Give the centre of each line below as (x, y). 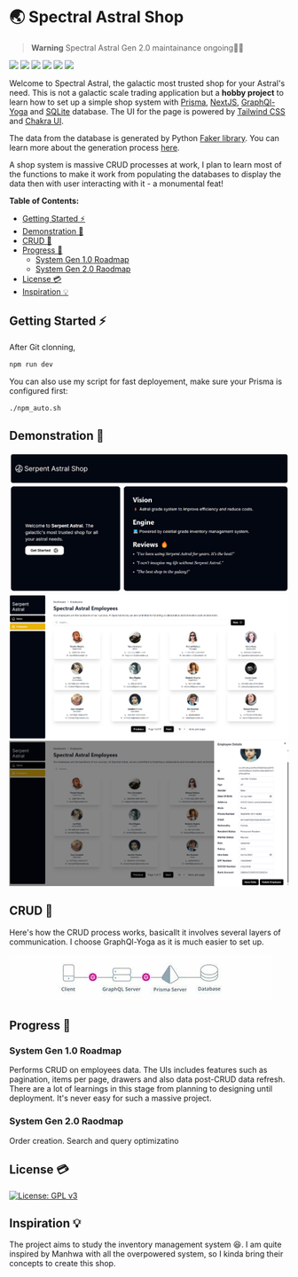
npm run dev (31, 364)
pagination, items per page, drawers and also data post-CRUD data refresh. (147, 1079)
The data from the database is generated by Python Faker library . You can (144, 137)
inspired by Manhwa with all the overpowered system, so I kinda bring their (146, 1254)
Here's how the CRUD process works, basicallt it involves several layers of (145, 932)
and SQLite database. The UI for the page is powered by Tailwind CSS (157, 111)
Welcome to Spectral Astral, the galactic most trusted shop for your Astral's (147, 83)
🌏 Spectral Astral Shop (97, 17)
